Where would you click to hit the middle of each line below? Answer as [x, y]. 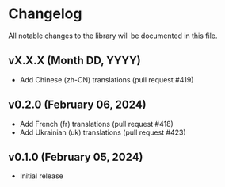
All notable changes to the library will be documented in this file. [113, 36]
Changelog [45, 14]
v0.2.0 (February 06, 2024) [77, 105]
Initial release [41, 176]
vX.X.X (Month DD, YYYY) [74, 61]
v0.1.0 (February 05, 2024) [76, 156]
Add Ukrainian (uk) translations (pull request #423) [103, 132]
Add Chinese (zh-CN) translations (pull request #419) [107, 79]
